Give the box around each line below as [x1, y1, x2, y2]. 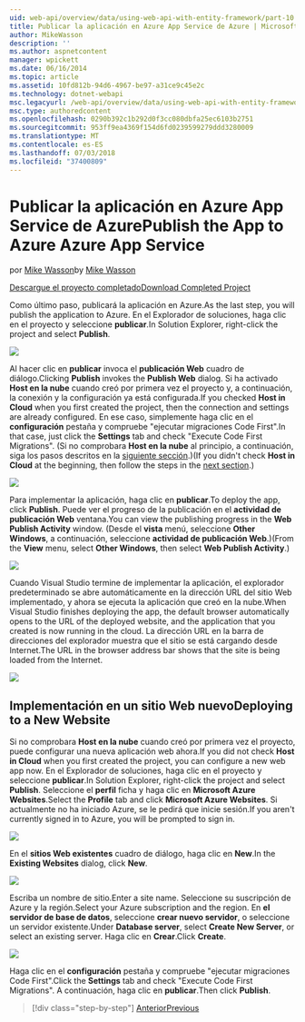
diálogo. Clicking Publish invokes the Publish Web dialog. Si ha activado [9, 373, 279, 384]
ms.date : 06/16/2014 [9, 64, 88, 74]
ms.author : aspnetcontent [9, 47, 107, 56]
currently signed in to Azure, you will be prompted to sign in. [9, 814, 236, 825]
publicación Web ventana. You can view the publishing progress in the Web [9, 514, 292, 525]
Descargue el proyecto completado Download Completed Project [9, 283, 251, 293]
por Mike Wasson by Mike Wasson [9, 264, 136, 275]
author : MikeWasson [9, 30, 84, 39]
